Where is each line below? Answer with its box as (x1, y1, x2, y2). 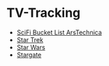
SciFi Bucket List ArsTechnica (16, 28, 102, 37)
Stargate (16, 51, 42, 59)
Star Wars (16, 43, 46, 51)
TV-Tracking (6, 5, 81, 21)
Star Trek (16, 35, 43, 44)
